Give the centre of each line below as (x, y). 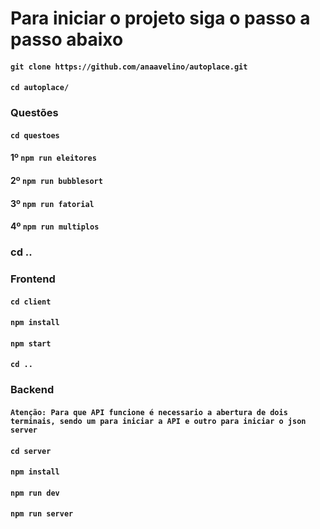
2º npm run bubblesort (56, 181)
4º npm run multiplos (55, 226)
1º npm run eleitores (53, 158)
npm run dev (35, 493)
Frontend (33, 279)
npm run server (42, 514)
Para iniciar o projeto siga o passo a (160, 18)
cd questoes (35, 135)
